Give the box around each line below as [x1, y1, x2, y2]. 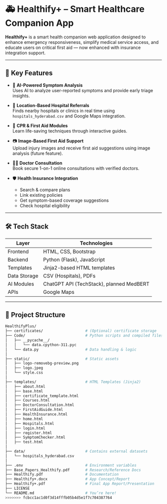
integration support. [5, 50, 46, 56]
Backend [7, 256, 28, 263]
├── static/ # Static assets [5, 356, 119, 361]
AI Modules [7, 280, 34, 287]
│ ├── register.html [5, 430, 52, 435]
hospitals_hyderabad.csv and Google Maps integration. [12, 113, 126, 119]
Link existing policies [19, 192, 63, 198]
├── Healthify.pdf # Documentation [5, 472, 119, 477]
